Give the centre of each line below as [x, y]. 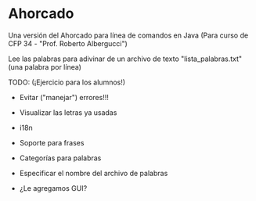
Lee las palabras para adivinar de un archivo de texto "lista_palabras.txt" [125, 59]
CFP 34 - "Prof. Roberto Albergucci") [68, 43]
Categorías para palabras [60, 158]
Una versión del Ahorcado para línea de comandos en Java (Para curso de [128, 35]
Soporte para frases [52, 142]
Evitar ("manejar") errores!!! [64, 97]
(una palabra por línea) [45, 66]
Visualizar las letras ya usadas [68, 112]
